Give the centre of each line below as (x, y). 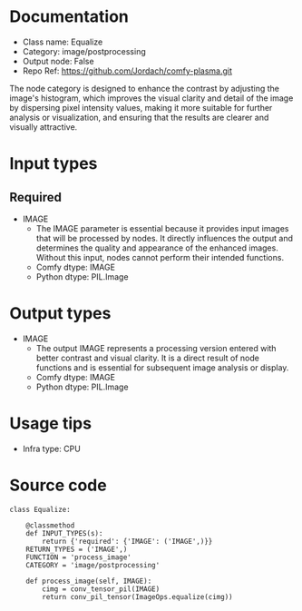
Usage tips (51, 424)
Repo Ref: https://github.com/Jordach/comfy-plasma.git (127, 71)
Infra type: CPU (52, 448)
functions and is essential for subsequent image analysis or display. (162, 367)
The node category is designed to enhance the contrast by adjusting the (144, 88)
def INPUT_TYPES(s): (64, 533)
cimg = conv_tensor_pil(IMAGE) (101, 589)
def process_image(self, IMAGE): (89, 581)
